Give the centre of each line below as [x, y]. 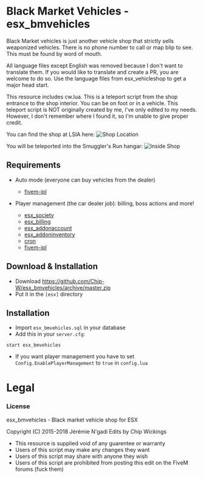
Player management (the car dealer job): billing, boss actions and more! [105, 203]
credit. [14, 122]
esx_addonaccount [48, 228]
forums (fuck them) [39, 469]
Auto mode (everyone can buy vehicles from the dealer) [85, 180]
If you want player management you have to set [75, 357]
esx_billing [37, 221]
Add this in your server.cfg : [50, 334]
